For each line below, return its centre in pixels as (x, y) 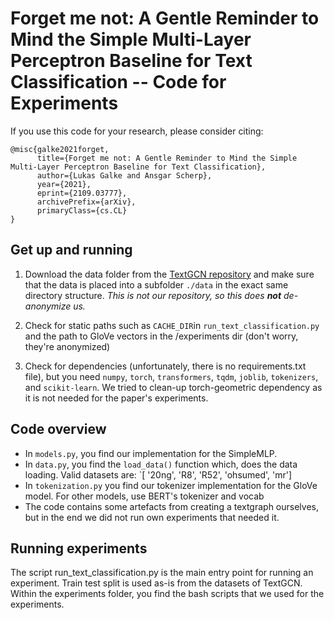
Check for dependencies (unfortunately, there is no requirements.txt (165, 366)
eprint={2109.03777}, (82, 193)
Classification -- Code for (118, 82)
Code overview (58, 429)
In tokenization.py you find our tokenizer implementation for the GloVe (171, 485)
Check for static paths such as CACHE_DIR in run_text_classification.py (172, 325)
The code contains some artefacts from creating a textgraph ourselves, (172, 506)
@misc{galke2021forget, (60, 149)
